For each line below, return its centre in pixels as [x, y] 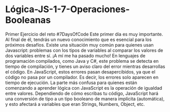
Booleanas [28, 20]
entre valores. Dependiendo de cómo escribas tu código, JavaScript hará [82, 93]
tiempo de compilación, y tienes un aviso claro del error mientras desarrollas [85, 66]
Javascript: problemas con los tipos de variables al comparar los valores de [84, 50]
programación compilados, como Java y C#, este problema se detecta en [82, 61]
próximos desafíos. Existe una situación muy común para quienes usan [79, 45]
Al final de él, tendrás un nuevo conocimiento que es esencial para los [79, 40]
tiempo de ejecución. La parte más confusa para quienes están [71, 83]
